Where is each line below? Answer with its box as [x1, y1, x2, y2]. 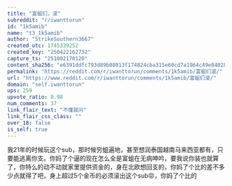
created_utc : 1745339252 [7, 42, 79, 49]
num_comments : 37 [7, 100, 57, 107]
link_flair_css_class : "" [7, 113, 81, 120]
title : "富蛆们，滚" [7, 10, 61, 17]
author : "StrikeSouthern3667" [7, 36, 95, 43]
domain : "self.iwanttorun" [7, 81, 85, 88]
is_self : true [7, 126, 48, 133]
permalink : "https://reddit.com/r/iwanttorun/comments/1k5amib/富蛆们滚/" [7, 68, 223, 75]
